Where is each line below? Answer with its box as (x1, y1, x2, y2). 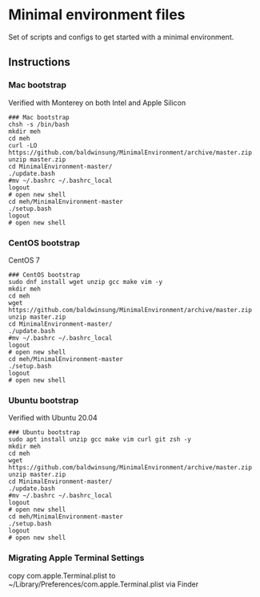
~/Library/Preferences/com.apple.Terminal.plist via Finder (8, 579, 198, 589)
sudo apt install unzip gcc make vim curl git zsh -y (8, 436, 192, 444)
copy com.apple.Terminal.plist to (8, 571, 116, 580)
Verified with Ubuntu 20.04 (8, 413, 98, 423)
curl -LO (8, 141, 38, 149)
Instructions (8, 55, 70, 69)
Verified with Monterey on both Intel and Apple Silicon (8, 98, 186, 108)
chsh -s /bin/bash (8, 120, 70, 128)
